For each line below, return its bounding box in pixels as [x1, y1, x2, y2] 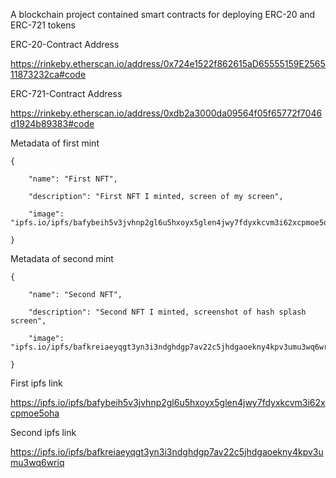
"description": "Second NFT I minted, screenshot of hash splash [28, 307, 307, 317]
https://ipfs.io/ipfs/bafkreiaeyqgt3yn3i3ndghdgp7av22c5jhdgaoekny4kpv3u [10, 446, 324, 458]
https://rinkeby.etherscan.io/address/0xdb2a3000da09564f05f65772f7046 [10, 107, 323, 119]
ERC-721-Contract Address [10, 88, 123, 99]
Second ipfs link [10, 427, 77, 438]
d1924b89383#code [10, 118, 95, 129]
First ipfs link [10, 377, 63, 389]
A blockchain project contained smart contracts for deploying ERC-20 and [10, 9, 316, 20]
